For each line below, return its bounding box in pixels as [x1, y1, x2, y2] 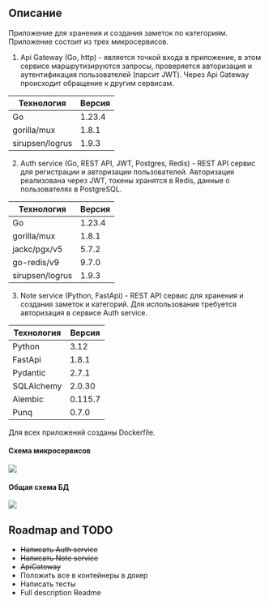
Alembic [12, 393, 45, 405]
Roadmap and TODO [8, 523, 113, 537]
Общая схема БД [8, 482, 70, 491]
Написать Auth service [19, 545, 99, 555]
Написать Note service [19, 553, 99, 563]
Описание [8, 6, 62, 20]
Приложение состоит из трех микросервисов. [8, 36, 169, 46]
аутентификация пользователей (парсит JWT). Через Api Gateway [19, 69, 250, 79]
